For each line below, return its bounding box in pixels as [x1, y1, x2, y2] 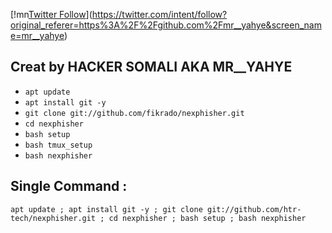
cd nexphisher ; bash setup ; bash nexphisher [108, 213, 307, 223]
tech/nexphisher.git [10, 213, 97, 223]
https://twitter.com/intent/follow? [91, 9, 228, 20]
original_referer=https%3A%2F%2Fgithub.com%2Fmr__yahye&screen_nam [10, 19, 322, 31]
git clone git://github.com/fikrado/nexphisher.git [24, 108, 245, 118]
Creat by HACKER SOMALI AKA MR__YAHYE [10, 59, 293, 76]
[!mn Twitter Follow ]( [10, 9, 93, 20]
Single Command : [10, 178, 128, 195]
